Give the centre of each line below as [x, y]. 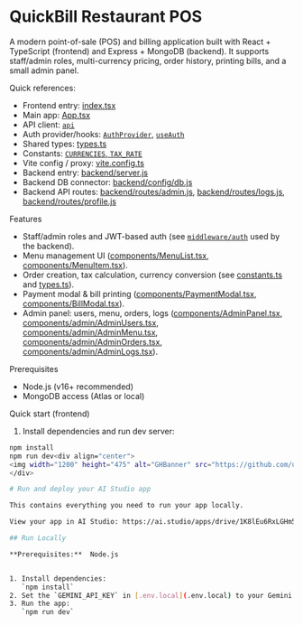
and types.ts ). [48, 284]
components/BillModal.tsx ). [73, 303]
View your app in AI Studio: [64, 522]
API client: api [48, 125]
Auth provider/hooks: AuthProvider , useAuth [103, 134]
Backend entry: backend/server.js [85, 173]
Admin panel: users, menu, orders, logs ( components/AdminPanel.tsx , [152, 312]
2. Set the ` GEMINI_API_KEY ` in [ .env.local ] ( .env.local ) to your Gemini [151, 595]
